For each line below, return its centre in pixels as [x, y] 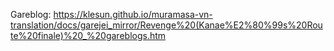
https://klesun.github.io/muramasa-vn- [133, 14]
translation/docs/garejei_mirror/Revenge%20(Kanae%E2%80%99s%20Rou [166, 25]
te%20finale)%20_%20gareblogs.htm [88, 35]
